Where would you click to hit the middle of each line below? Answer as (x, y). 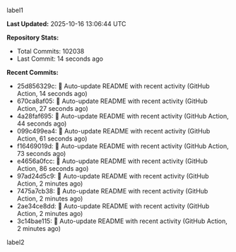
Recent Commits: (33, 72)
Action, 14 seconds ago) (52, 94)
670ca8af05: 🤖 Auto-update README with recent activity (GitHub (112, 101)
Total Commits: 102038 (51, 51)
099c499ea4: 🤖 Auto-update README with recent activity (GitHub (113, 131)
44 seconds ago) (42, 124)
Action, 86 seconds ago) (53, 168)
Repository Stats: (33, 37)
